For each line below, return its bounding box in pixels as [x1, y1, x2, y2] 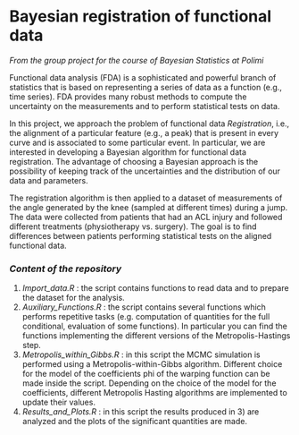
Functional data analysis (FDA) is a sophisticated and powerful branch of [9, 72, 277, 82]
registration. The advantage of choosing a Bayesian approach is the [9, 156, 259, 166]
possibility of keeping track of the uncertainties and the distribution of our [9, 166, 281, 176]
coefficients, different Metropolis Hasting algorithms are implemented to [21, 388, 287, 398]
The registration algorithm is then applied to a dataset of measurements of [9, 192, 283, 203]
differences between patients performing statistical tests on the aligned [9, 230, 272, 241]
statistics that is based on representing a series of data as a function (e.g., [9, 81, 283, 92]
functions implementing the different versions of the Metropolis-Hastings [21, 330, 291, 341]
